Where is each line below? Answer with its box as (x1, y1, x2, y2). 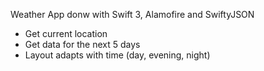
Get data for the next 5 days (24, 39, 141, 50)
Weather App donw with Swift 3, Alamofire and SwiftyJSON (10, 9, 255, 20)
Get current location (24, 28, 108, 39)
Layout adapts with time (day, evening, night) (24, 49, 211, 61)
